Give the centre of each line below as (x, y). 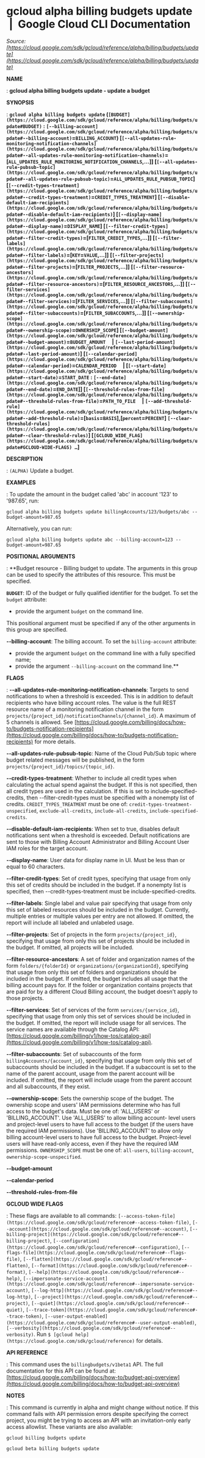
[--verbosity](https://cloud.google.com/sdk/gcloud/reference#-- (91, 1328)
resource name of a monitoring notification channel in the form (85, 709)
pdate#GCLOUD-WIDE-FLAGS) (39, 447)
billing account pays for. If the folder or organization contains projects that (99, 985)
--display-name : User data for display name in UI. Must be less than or (96, 860)
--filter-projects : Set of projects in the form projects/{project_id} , (92, 934)
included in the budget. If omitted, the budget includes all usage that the (97, 978)
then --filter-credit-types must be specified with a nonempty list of (110, 798)
